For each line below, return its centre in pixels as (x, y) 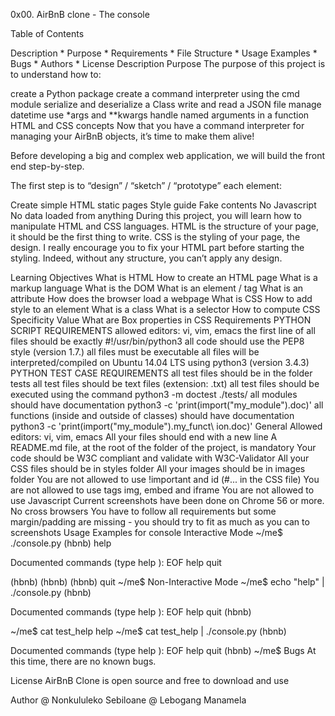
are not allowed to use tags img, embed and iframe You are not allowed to (162, 490)
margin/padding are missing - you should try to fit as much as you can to (160, 522)
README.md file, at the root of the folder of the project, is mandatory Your (163, 447)
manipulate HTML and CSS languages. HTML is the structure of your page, (164, 226)
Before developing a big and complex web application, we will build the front (168, 155)
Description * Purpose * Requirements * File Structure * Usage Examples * (164, 53)
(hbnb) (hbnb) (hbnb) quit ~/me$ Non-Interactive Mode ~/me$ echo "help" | (167, 582)
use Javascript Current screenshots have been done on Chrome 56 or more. (167, 500)
